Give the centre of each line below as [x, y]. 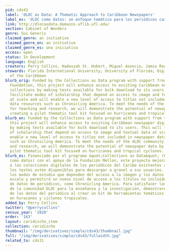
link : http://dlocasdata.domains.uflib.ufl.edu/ [57, 24]
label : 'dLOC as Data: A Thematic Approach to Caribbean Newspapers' [80, 15]
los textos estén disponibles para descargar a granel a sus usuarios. [87, 170]
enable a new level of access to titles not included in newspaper [82, 137]
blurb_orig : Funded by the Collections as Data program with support [80, 80]
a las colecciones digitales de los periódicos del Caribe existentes [86, 165]
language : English [25, 62]
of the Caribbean [28, 76]
